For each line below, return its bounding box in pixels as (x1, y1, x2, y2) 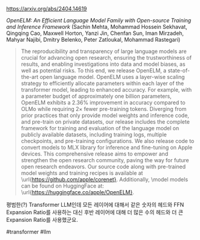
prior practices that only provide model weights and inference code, (20, 112, 189, 119)
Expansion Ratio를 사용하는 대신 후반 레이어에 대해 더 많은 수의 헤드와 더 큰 (6, 209, 183, 216)
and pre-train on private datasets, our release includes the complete (20, 118, 190, 125)
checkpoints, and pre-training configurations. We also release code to (20, 137, 195, 144)
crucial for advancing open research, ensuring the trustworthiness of (20, 54, 192, 61)
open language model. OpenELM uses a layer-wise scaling (40, 74, 185, 80)
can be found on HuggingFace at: (20, 182, 104, 189)
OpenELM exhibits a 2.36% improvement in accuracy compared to (20, 99, 186, 106)
